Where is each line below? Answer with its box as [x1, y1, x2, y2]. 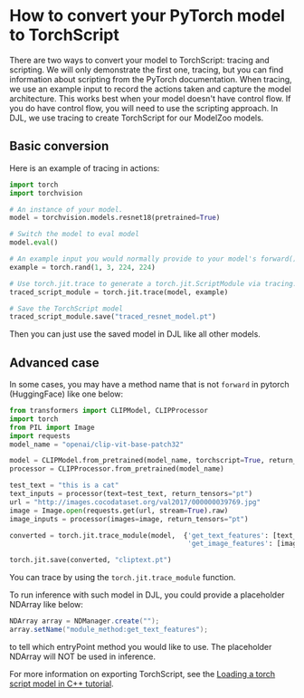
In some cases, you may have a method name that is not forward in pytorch [9, 379, 290, 390]
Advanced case [9, 355, 100, 370]
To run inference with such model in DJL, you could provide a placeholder [9, 589, 285, 600]
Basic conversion [9, 139, 109, 154]
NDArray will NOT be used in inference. [9, 651, 157, 662]
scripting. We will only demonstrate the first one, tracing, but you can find [9, 64, 284, 75]
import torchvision [9, 188, 83, 197]
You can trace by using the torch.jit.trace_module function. [9, 572, 236, 583]
